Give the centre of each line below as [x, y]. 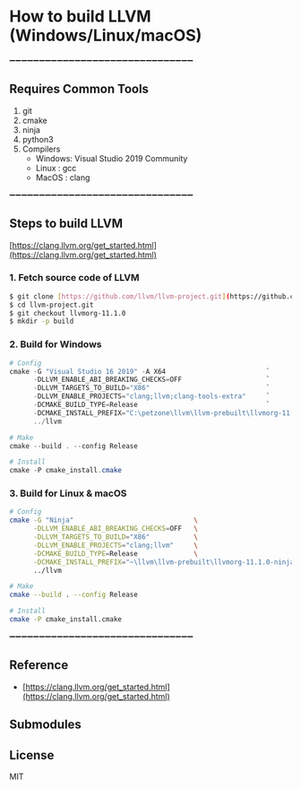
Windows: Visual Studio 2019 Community [112, 158]
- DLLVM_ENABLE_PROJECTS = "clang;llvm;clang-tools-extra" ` [151, 396]
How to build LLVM [80, 17]
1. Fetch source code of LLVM [74, 278]
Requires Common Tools [79, 89]
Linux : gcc [56, 168]
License [32, 755]
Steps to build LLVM [66, 224]
